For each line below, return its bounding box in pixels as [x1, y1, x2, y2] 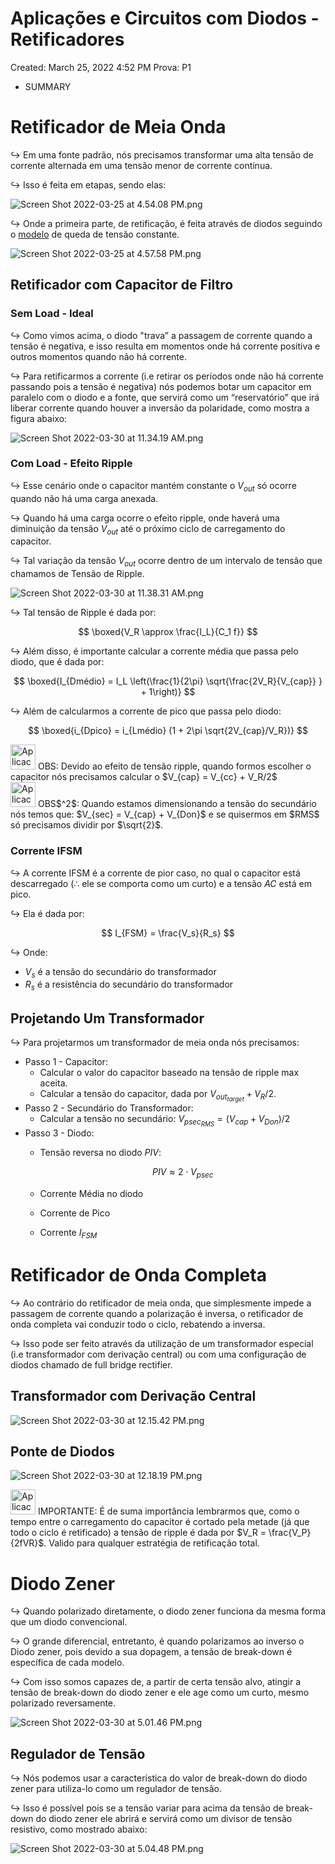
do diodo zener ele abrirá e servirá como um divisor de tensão [35, 1813, 293, 1825]
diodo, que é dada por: [10, 656, 105, 668]
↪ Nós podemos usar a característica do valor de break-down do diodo [10, 1772, 308, 1784]
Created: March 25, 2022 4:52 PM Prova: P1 [10, 61, 192, 73]
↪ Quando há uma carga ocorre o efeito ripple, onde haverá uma [10, 512, 280, 524]
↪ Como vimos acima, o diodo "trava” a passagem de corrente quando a [10, 329, 313, 341]
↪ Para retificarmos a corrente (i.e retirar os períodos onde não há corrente [10, 370, 324, 382]
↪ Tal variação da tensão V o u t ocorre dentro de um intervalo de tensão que [10, 555, 323, 569]
